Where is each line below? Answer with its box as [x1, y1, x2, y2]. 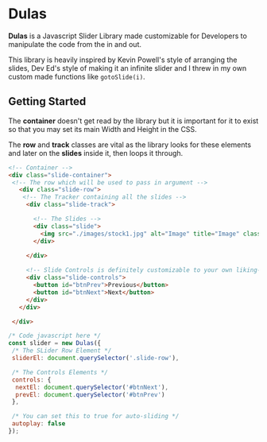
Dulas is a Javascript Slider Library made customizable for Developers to [8, 31, 248, 41]
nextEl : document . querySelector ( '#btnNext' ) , [15, 383, 169, 391]
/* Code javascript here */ [8, 331, 102, 340]
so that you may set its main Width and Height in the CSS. [8, 124, 197, 134]
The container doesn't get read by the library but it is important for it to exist [8, 116, 259, 126]
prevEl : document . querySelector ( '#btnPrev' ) [15, 390, 165, 398]
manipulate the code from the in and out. [8, 39, 141, 48]
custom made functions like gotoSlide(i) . [8, 72, 145, 81]
